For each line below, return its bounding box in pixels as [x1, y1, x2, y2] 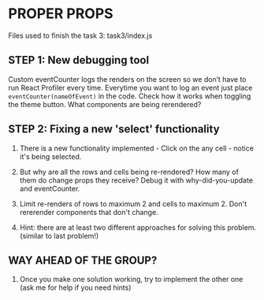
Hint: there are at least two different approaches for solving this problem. [19, 222, 257, 232]
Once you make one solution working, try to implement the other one [19, 275, 244, 284]
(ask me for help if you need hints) [19, 283, 132, 292]
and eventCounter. [19, 183, 80, 193]
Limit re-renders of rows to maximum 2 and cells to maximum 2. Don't [19, 198, 247, 209]
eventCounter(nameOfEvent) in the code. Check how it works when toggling [8, 91, 251, 101]
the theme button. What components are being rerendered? [8, 99, 202, 109]
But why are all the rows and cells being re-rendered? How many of [19, 167, 239, 176]
